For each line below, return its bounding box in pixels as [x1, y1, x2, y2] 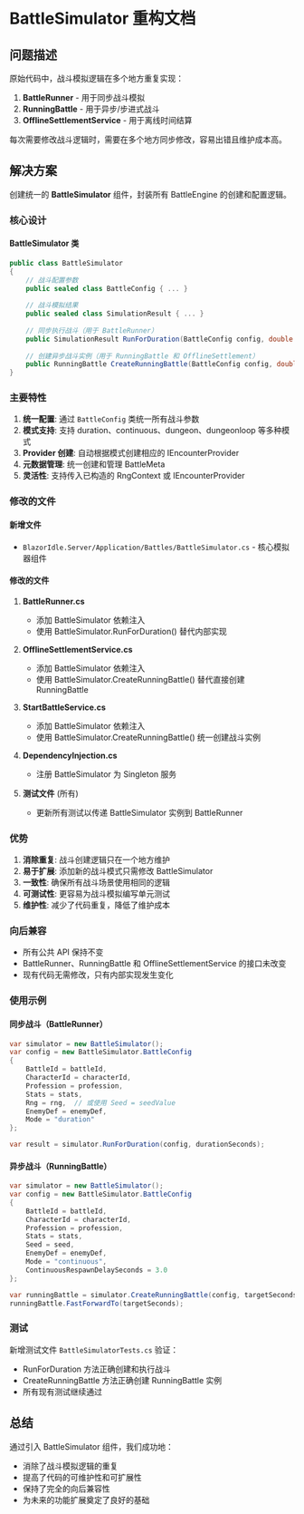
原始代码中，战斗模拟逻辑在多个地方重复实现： [9, 73, 184, 83]
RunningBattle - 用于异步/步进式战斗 [22, 103, 160, 114]
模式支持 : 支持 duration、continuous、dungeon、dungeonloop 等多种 [22, 425, 282, 436]
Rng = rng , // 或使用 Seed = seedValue [25, 1098, 176, 1107]
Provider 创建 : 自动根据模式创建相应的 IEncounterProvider [22, 448, 240, 459]
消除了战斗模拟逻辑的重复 [22, 1461, 119, 1471]
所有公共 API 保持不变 [22, 946, 104, 957]
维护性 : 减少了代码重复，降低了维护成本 [22, 899, 170, 911]
